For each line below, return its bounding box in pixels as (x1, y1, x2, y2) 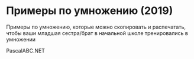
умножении (6, 36, 35, 43)
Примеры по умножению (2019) (6, 4, 173, 18)
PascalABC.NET (6, 47, 46, 54)
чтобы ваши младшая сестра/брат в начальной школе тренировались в (6, 29, 188, 36)
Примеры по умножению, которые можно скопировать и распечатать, (6, 23, 186, 30)
